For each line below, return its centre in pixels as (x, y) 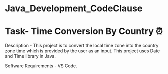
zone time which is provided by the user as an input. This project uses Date (83, 51)
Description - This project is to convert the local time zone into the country (82, 46)
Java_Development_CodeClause (74, 9)
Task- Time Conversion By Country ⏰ (84, 32)
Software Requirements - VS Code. (41, 66)
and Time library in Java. (31, 56)
